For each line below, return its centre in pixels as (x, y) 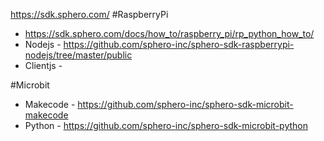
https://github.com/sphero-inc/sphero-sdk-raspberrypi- (179, 44)
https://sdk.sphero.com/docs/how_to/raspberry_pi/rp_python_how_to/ (169, 33)
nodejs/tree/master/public (78, 55)
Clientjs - (43, 65)
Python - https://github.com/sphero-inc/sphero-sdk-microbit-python (166, 125)
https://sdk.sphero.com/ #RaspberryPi (89, 14)
